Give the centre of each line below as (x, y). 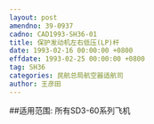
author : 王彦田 (35, 84)
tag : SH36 (28, 68)
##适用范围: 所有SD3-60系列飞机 (70, 110)
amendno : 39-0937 (41, 26)
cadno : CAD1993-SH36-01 (53, 34)
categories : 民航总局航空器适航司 (66, 76)
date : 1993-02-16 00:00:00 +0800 (71, 51)
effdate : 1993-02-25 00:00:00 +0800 (77, 59)
